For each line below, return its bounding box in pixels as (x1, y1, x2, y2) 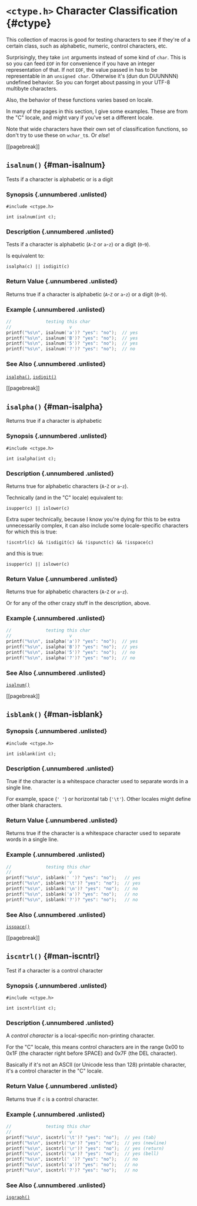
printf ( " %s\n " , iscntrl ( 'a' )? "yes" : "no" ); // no (6, 1162, 138, 1168)
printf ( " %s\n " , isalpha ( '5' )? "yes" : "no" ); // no (6, 649, 135, 655)
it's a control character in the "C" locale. (6, 1067, 103, 1074)
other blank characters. (6, 801, 63, 809)
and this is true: (6, 550, 44, 557)
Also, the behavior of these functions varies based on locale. (6, 96, 153, 103)
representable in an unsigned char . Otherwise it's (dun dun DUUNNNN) (6, 72, 179, 79)
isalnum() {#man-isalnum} (6, 160, 106, 170)
